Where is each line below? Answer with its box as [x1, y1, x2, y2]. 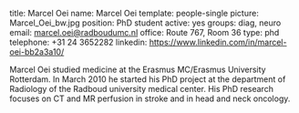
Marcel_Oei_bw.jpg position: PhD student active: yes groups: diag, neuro [9, 17, 282, 28]
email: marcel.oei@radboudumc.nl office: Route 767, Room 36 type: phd [9, 27, 280, 37]
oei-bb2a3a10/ [9, 46, 65, 57]
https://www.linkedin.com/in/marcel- [149, 36, 287, 47]
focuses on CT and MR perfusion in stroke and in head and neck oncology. [9, 93, 291, 104]
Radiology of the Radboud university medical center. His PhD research [9, 84, 273, 94]
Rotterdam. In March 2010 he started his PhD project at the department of [9, 74, 286, 85]
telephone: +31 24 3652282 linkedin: [9, 36, 148, 47]
